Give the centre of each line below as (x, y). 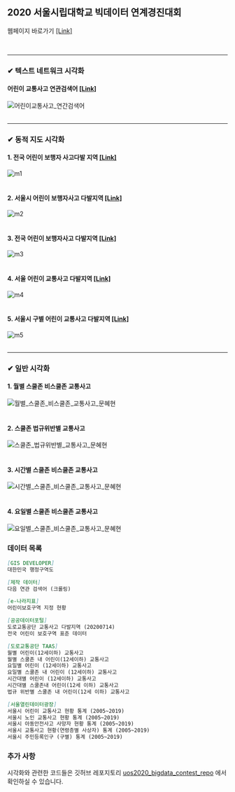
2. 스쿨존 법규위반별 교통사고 (46, 428)
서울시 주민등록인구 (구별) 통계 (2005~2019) (65, 737)
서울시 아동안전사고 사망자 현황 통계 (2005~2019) (71, 724)
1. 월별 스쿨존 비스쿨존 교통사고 (49, 387)
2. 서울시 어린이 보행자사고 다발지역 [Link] (65, 197)
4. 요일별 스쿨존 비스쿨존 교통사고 (52, 511)
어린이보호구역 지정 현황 (37, 608)
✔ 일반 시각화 (29, 368)
